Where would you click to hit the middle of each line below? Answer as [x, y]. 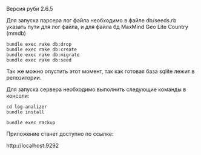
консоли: [18, 96]
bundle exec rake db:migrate [43, 55]
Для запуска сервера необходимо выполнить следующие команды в [96, 89]
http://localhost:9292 [33, 145]
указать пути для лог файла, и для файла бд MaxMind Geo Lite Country [97, 27]
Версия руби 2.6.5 [30, 9]
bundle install [25, 112]
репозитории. [24, 77]
